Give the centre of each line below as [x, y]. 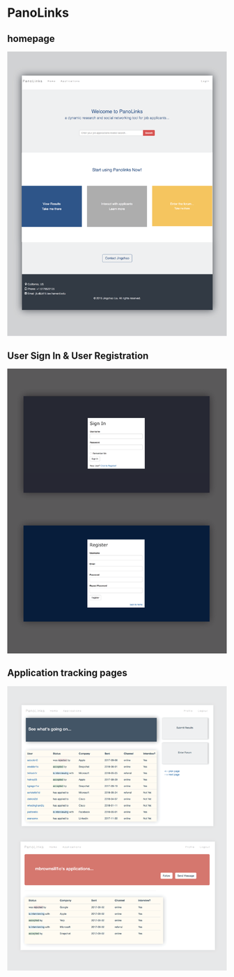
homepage [31, 39]
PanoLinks [38, 13]
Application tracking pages [67, 673]
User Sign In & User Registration [78, 356]
